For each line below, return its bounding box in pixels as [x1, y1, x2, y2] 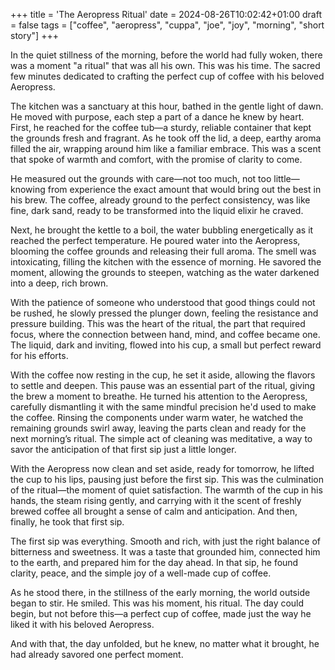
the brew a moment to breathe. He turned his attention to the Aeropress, [10, 390, 308, 402]
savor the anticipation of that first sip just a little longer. [10, 444, 237, 455]
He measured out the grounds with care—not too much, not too [10, 173, 272, 184]
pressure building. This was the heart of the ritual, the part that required [10, 318, 306, 329]
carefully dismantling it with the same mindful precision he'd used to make [10, 401, 317, 413]
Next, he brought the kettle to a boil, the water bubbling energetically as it [10, 224, 314, 236]
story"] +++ [10, 30, 59, 41]
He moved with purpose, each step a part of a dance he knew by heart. [10, 111, 305, 123]
